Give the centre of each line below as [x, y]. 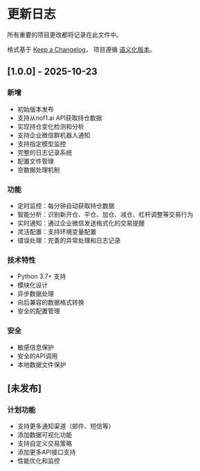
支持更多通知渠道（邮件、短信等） [66, 426]
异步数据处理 [35, 294]
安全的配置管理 [38, 311]
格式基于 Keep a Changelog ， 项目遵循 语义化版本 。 [82, 49]
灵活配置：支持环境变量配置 [57, 231]
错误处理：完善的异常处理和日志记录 [69, 240]
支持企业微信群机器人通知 [54, 135]
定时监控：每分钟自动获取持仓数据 [66, 206]
